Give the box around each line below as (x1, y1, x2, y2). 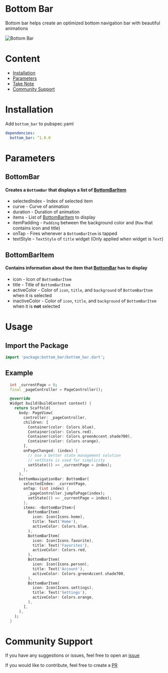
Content (5, 53, 40, 65)
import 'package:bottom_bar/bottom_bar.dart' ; (5, 355, 105, 360)
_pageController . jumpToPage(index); (27, 490, 105, 496)
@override (10, 396, 30, 401)
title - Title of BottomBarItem (12, 281, 71, 287)
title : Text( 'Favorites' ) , (32, 543, 90, 548)
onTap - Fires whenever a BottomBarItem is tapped (12, 230, 117, 237)
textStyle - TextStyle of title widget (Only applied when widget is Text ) (12, 236, 163, 242)
